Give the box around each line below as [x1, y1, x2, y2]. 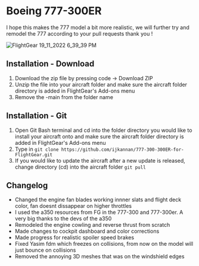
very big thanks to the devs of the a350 [14, 215, 112, 222]
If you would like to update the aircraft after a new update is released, [14, 157, 186, 164]
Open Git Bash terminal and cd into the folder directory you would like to [14, 126, 192, 134]
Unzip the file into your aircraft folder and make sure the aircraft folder [14, 81, 188, 88]
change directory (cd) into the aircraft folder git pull [14, 163, 146, 170]
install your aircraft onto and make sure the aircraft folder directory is [14, 132, 184, 140]
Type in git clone [14, 145, 59, 153]
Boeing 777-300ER [6, 4, 102, 18]
